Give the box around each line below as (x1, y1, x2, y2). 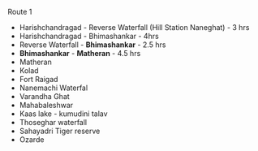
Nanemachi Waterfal (19, 83, 88, 93)
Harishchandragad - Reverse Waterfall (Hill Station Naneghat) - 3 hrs (19, 23, 250, 32)
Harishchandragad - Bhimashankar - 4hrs (19, 32, 159, 41)
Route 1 (7, 7, 32, 16)
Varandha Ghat (19, 92, 70, 101)
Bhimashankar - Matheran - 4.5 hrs (19, 49, 141, 58)
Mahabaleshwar (19, 101, 74, 110)
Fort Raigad (19, 75, 58, 84)
